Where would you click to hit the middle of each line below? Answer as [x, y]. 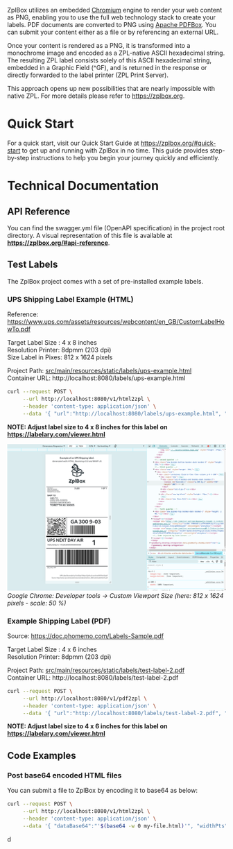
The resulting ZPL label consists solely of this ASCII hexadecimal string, [110, 60]
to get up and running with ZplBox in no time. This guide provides [115, 150]
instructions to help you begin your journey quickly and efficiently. [125, 157]
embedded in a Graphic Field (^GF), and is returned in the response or [107, 68]
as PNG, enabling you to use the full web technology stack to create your [112, 17]
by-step [18, 157]
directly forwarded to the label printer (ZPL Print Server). [88, 75]
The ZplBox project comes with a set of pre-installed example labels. [105, 281]
